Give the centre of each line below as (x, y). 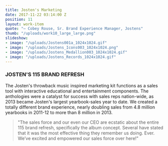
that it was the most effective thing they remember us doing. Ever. (86, 133)
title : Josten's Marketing (34, 10)
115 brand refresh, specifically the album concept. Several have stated (90, 127)
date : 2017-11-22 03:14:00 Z (36, 15)
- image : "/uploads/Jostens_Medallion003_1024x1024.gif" (66, 52)
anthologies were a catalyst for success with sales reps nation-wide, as (79, 96)
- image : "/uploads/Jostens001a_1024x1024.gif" (56, 43)
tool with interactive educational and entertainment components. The (77, 91)
